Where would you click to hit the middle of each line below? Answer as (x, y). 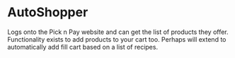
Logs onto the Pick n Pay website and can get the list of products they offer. (118, 32)
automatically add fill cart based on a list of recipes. (82, 47)
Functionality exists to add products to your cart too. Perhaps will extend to (117, 39)
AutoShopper (48, 12)
